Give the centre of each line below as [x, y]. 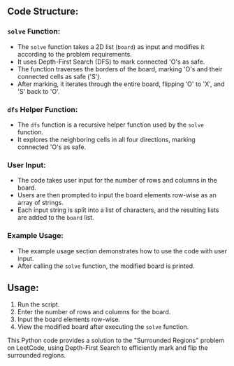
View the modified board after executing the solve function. [103, 327]
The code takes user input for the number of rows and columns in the [117, 181]
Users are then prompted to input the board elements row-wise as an [117, 195]
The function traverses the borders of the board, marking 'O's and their [120, 69]
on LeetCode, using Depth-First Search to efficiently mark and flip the [108, 348]
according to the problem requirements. [75, 54]
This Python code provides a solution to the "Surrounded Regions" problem [116, 340]
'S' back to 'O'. [39, 91]
